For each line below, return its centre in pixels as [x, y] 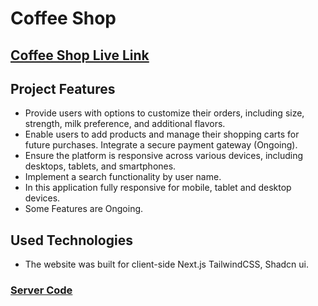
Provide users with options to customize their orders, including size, [164, 113]
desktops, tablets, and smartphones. [100, 166]
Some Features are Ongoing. [84, 209]
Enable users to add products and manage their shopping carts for [162, 134]
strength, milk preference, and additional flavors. [125, 124]
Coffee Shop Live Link [80, 55]
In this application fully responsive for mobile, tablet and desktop [158, 188]
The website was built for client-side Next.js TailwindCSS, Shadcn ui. [167, 264]
